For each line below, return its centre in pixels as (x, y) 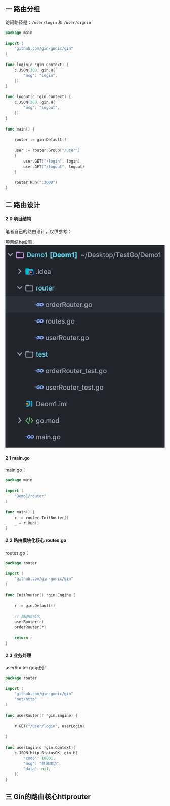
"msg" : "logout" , (41, 108)
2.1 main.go (18, 458)
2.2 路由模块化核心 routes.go (36, 540)
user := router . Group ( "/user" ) (47, 151)
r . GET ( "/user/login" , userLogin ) (50, 726)
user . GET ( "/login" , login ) (52, 161)
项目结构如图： (21, 242)
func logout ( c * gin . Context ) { (38, 97)
